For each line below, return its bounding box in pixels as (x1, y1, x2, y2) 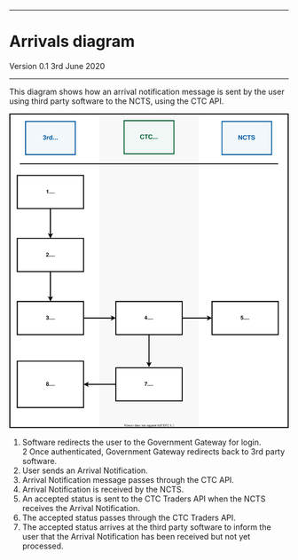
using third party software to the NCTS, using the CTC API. (9, 95, 224, 106)
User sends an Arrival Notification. (21, 465, 148, 476)
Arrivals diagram (9, 32, 136, 51)
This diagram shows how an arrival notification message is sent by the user (9, 86, 286, 97)
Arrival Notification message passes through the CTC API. (21, 474, 235, 485)
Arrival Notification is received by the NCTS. (21, 484, 184, 494)
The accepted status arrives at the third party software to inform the (21, 521, 272, 532)
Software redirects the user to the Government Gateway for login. (21, 437, 262, 447)
